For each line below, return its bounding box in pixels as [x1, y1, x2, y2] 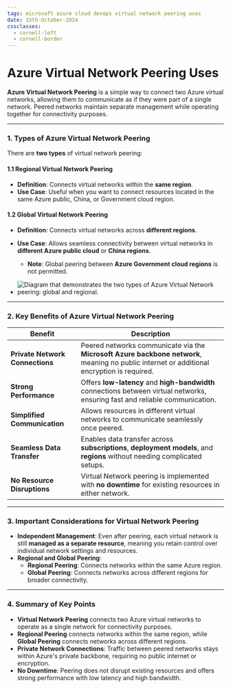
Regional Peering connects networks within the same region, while [16, 630, 208, 638]
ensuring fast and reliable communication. [80, 395, 217, 404]
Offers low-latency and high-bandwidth [80, 378, 215, 387]
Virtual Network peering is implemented [80, 472, 210, 481]
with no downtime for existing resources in [80, 480, 220, 490]
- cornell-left [13, 29, 57, 36]
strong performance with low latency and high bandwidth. [16, 673, 181, 681]
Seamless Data [10, 443, 61, 452]
